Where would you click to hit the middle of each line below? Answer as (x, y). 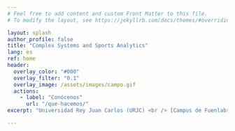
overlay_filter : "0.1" (47, 78)
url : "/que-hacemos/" (57, 104)
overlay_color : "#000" (47, 71)
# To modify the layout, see (50, 20)
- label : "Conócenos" (51, 98)
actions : (26, 91)
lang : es (20, 52)
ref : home (22, 59)
